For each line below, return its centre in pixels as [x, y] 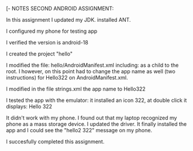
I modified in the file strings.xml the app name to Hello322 [76, 89]
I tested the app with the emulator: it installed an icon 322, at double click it [96, 100]
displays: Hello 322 [29, 107]
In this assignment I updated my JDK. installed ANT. [68, 20]
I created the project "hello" [39, 54]
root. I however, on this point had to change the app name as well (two [91, 71]
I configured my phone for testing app [52, 31]
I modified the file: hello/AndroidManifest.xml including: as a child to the [92, 65]
